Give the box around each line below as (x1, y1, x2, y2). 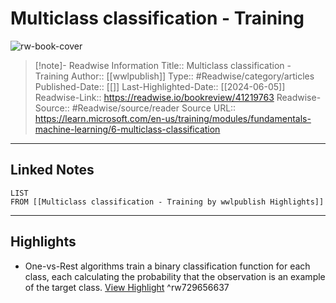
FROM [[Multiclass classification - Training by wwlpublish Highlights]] (10, 197, 325, 207)
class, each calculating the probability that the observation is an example (24, 270, 326, 282)
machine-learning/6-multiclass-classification (34, 123, 221, 135)
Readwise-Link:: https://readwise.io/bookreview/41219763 (34, 91, 275, 103)
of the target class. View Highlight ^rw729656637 (24, 281, 230, 293)
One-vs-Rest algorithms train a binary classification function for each (24, 260, 311, 272)
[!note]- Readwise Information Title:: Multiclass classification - (34, 59, 292, 71)
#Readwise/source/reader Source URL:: (71, 102, 237, 114)
